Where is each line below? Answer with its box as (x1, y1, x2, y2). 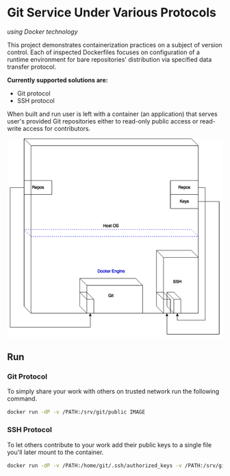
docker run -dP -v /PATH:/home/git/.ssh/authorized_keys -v (7, 462, 183, 469)
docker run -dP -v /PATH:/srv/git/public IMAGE (7, 409, 146, 416)
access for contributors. (23, 124, 91, 132)
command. (7, 394, 38, 403)
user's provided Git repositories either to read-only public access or (7, 117, 199, 125)
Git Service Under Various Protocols (7, 5, 217, 21)
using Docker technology (7, 27, 78, 36)
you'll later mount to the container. (7, 448, 104, 456)
